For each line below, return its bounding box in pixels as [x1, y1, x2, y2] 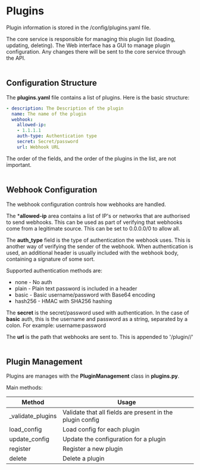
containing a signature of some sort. [6, 255, 95, 263]
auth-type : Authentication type [17, 133, 97, 139]
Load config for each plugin [62, 425, 140, 434]
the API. [6, 54, 26, 61]
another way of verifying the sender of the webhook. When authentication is [6, 242, 193, 250]
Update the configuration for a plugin [62, 435, 166, 443]
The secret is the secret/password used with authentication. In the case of [6, 309, 189, 316]
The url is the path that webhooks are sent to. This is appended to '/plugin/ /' [6, 333, 193, 340]
